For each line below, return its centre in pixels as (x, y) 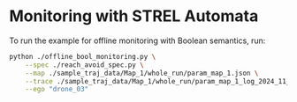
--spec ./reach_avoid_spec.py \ (84, 65)
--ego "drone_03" (57, 90)
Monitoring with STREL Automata (134, 16)
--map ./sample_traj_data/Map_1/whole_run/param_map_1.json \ (142, 73)
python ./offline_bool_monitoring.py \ (83, 56)
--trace (39, 81)
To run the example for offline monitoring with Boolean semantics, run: (137, 40)
